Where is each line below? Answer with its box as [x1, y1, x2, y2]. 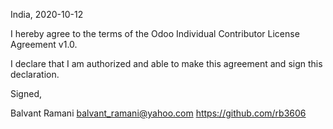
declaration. [10, 69, 60, 80]
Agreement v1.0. [10, 39, 78, 50]
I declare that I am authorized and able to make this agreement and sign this [10, 58, 323, 69]
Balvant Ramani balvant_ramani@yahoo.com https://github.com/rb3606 [10, 107, 307, 119]
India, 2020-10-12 [10, 9, 84, 20]
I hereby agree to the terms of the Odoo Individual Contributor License [10, 28, 300, 39]
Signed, [10, 88, 42, 99]
